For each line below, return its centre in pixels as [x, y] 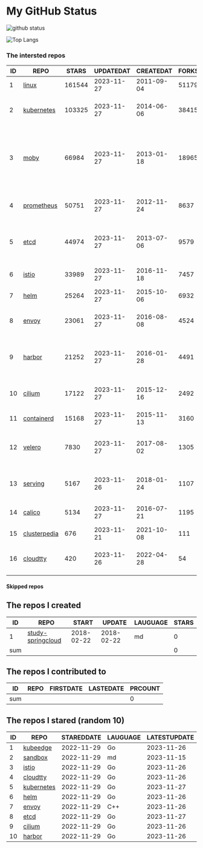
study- [37, 633]
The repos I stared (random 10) [66, 720]
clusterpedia [41, 533]
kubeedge [38, 748]
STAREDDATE [81, 738]
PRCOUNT [145, 689]
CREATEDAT [154, 71]
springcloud [44, 640]
